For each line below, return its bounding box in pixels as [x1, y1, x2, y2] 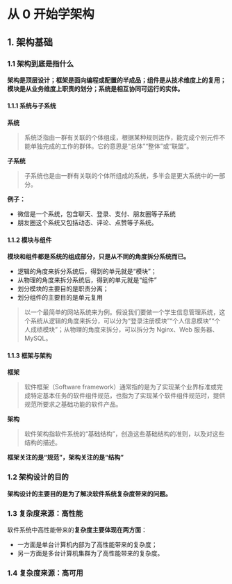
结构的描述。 [24, 439, 61, 447]
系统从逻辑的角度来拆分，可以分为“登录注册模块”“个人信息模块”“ [30, 317, 215, 325]
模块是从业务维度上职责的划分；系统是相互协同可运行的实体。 [7, 84, 184, 92]
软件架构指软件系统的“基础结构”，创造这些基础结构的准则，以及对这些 [24, 430, 225, 438]
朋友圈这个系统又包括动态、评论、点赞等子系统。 [17, 218, 158, 227]
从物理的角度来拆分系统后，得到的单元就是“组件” [17, 276, 158, 284]
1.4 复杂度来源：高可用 [7, 568, 83, 578]
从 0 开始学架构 [7, 6, 95, 22]
